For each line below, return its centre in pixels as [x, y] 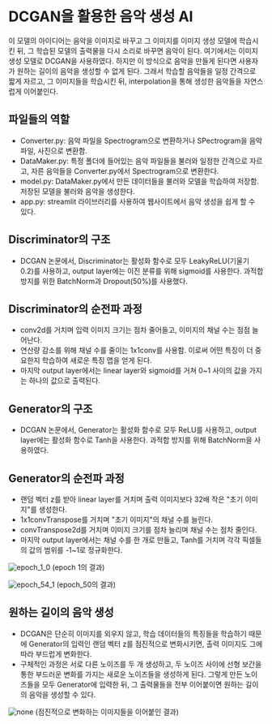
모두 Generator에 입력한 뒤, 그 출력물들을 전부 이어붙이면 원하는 [143, 684]
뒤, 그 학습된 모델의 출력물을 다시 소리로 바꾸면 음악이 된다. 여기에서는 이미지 [138, 50]
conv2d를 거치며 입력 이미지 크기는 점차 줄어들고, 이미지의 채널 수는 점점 [135, 330]
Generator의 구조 [51, 409]
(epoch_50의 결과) [86, 584]
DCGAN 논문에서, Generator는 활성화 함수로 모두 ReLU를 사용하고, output [138, 430]
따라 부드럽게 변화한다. [56, 653]
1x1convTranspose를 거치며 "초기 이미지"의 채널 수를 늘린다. [116, 519]
